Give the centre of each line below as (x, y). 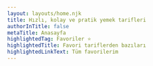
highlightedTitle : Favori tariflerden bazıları (77, 45)
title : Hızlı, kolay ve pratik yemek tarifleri (77, 20)
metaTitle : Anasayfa (37, 33)
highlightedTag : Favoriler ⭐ (49, 39)
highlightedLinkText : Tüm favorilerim (63, 52)
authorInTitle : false (38, 26)
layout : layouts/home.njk (44, 13)
